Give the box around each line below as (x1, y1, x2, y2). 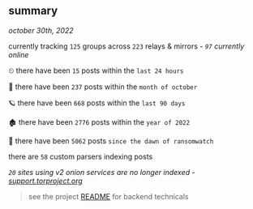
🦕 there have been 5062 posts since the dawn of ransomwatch (8, 135, 214, 146)
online (8, 49, 29, 59)
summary (8, 4, 58, 18)
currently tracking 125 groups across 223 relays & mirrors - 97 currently (8, 41, 245, 51)
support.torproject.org (8, 176, 83, 186)
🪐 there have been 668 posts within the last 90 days (8, 98, 186, 108)
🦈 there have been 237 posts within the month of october (8, 82, 198, 92)
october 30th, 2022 (8, 25, 75, 35)
